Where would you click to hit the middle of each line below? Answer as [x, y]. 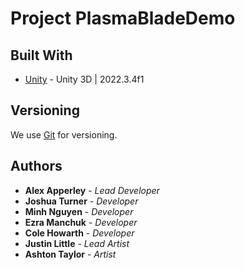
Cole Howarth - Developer [79, 233]
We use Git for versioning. [64, 134]
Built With [41, 55]
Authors [36, 166]
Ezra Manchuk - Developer [81, 222]
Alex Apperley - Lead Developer [92, 190]
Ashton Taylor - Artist [70, 254]
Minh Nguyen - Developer [79, 211]
